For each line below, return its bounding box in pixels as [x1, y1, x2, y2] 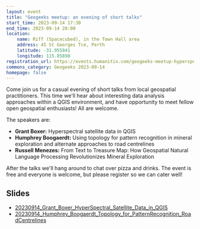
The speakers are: [6, 117, 51, 124]
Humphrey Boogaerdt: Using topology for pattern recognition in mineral [14, 134, 192, 142]
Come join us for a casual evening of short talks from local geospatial [6, 86, 176, 93]
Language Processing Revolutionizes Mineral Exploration [14, 153, 155, 161]
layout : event [6, 8, 42, 15]
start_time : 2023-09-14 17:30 [6, 20, 82, 26]
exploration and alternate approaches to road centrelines [14, 140, 155, 148]
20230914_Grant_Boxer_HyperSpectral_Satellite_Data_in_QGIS [14, 204, 168, 211]
